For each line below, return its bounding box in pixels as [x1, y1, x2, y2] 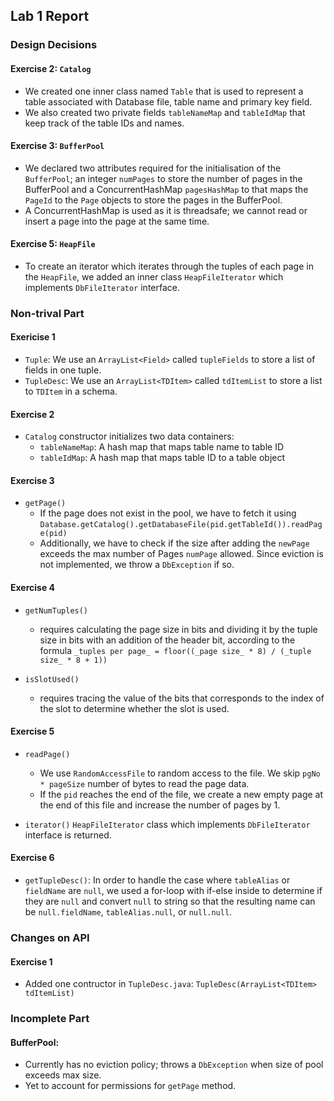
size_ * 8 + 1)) [39, 655, 108, 665]
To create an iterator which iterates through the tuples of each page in [24, 260, 314, 272]
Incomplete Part [10, 1012, 90, 1026]
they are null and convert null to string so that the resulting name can [24, 895, 316, 908]
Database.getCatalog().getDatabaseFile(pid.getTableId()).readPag [39, 520, 323, 530]
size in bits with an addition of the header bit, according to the [39, 634, 296, 646]
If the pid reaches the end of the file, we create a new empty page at [39, 788, 324, 800]
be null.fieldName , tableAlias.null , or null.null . [24, 906, 233, 918]
